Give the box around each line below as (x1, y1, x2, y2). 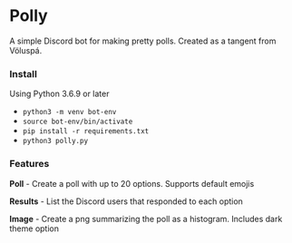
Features (9, 158, 50, 170)
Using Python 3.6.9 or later (9, 88, 110, 100)
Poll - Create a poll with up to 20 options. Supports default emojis (9, 178, 255, 189)
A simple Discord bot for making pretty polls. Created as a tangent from (9, 35, 277, 46)
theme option (9, 223, 59, 234)
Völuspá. (9, 44, 43, 55)
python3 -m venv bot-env (22, 108, 117, 117)
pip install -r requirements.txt (22, 127, 150, 136)
